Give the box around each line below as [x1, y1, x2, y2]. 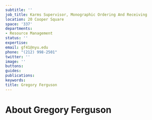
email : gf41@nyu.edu [5, 45, 49, 50]
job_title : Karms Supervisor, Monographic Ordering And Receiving [5, 12, 147, 17]
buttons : [5, 64, 24, 69]
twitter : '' [5, 54, 30, 59]
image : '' [5, 59, 26, 64]
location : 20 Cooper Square [5, 17, 64, 22]
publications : [5, 73, 35, 78]
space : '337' [5, 21, 33, 27]
